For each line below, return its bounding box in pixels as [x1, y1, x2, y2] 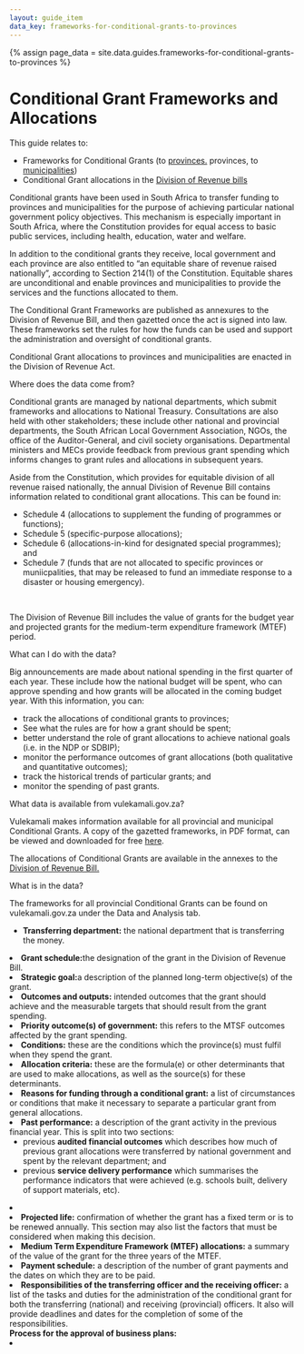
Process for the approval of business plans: [9, 1328, 177, 1339]
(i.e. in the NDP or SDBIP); [22, 743, 121, 753]
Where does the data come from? [9, 379, 135, 389]
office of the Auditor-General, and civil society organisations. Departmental [9, 435, 290, 446]
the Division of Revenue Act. [9, 361, 115, 372]
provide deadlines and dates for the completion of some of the [9, 1309, 243, 1319]
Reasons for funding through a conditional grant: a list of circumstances [21, 1088, 296, 1099]
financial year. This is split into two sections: [9, 1127, 175, 1137]
